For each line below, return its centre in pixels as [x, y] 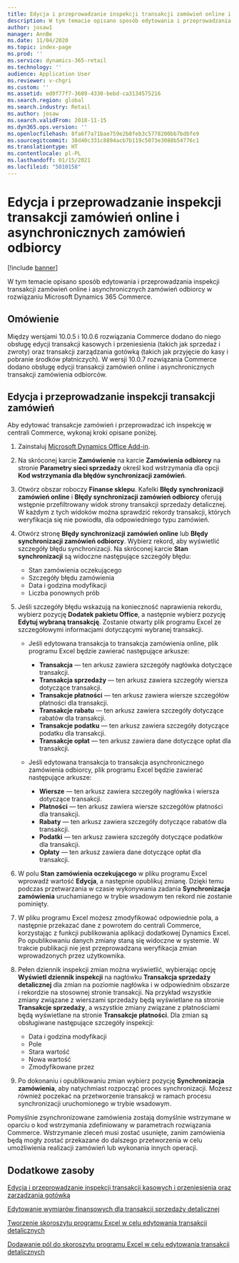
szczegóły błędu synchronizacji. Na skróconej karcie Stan [103, 549]
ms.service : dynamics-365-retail [57, 61]
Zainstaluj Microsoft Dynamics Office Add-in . [84, 447]
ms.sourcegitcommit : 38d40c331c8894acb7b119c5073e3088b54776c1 [103, 140]
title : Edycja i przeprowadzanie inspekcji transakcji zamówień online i [119, 14]
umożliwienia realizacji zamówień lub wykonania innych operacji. [103, 1148]
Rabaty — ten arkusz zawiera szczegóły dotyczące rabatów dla [133, 822]
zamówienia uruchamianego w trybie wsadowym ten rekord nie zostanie [125, 896]
